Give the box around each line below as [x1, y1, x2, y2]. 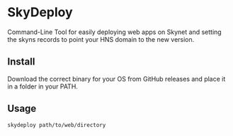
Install [7, 56, 35, 68]
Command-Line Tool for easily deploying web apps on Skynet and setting [7, 28, 222, 36]
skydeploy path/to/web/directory [7, 121, 106, 128]
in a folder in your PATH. [7, 82, 78, 91]
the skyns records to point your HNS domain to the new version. [7, 35, 195, 43]
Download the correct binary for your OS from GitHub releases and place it [7, 74, 226, 83]
